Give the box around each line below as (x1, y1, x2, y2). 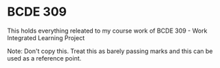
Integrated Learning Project (7, 33, 85, 41)
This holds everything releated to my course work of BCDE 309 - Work (7, 27, 208, 35)
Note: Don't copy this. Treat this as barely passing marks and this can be (7, 47, 213, 55)
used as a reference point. (7, 54, 82, 62)
